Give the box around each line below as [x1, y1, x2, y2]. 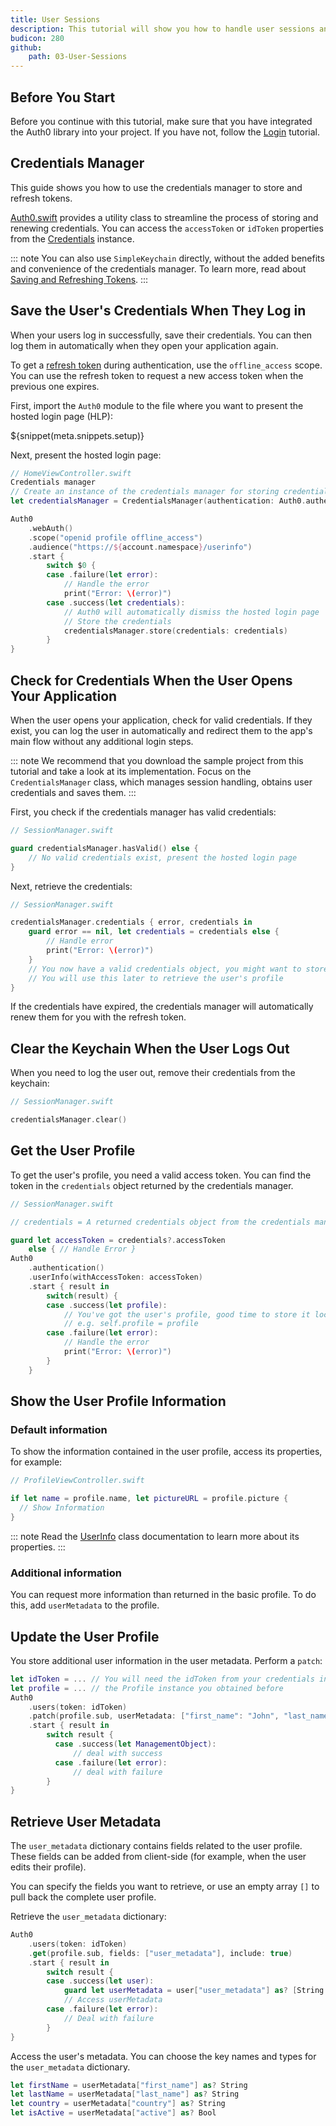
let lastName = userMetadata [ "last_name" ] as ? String [10, 2089, 240, 2100]
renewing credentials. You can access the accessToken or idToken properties [10, 222, 324, 234]
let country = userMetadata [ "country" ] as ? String [10, 2099, 226, 2109]
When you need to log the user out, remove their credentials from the [10, 1067, 296, 1079]
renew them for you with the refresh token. [10, 1011, 187, 1023]
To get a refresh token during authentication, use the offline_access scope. [10, 359, 323, 371]
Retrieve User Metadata [10, 1813, 162, 1830]
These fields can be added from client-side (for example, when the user [10, 1851, 307, 1863]
